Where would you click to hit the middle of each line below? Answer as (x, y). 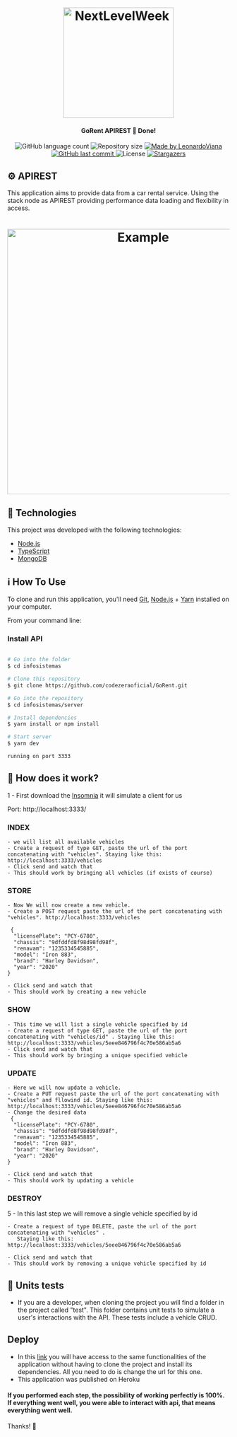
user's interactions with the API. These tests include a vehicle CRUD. (117, 1317)
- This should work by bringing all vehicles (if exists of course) (110, 873)
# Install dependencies (42, 718)
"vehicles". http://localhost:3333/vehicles (74, 918)
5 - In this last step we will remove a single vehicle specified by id (102, 1214)
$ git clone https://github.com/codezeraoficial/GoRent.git (98, 685)
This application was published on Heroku (78, 1379)
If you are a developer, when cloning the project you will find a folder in (121, 1303)
